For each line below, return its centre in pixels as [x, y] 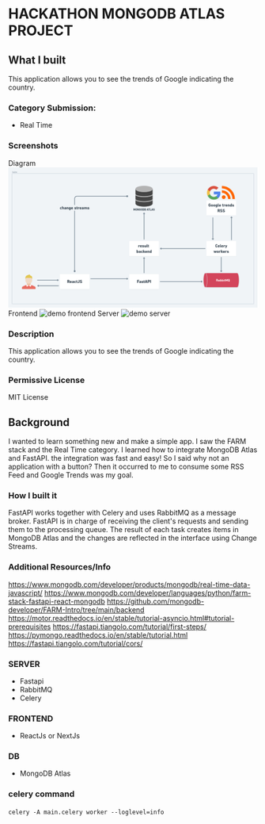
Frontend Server [64, 313]
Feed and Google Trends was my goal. [71, 475]
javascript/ [26, 592]
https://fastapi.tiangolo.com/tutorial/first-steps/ [130, 627]
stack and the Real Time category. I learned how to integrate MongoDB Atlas [133, 450]
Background [39, 422]
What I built [37, 60]
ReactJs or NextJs [50, 736]
